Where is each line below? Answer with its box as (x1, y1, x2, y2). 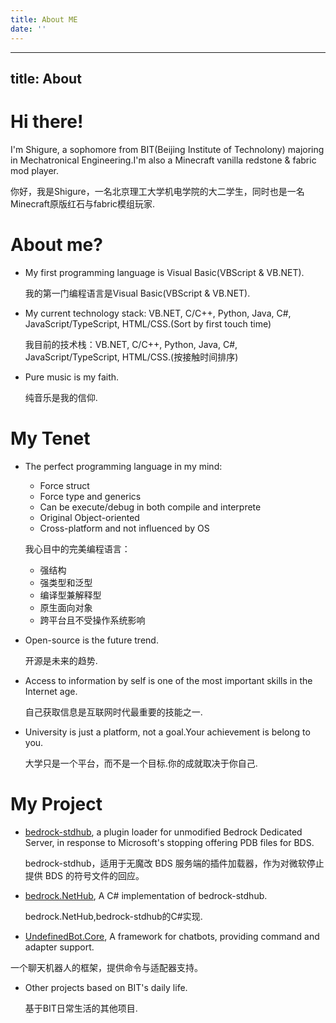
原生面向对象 (39, 601, 93, 613)
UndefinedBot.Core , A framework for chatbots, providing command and (24, 930, 320, 942)
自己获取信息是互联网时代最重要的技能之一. (24, 706, 203, 718)
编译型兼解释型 (39, 589, 102, 601)
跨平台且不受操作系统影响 (39, 614, 146, 626)
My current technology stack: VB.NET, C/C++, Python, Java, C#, (24, 307, 292, 319)
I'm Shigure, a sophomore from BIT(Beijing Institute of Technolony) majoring (10, 143, 325, 155)
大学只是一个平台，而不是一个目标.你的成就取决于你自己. (24, 757, 258, 769)
